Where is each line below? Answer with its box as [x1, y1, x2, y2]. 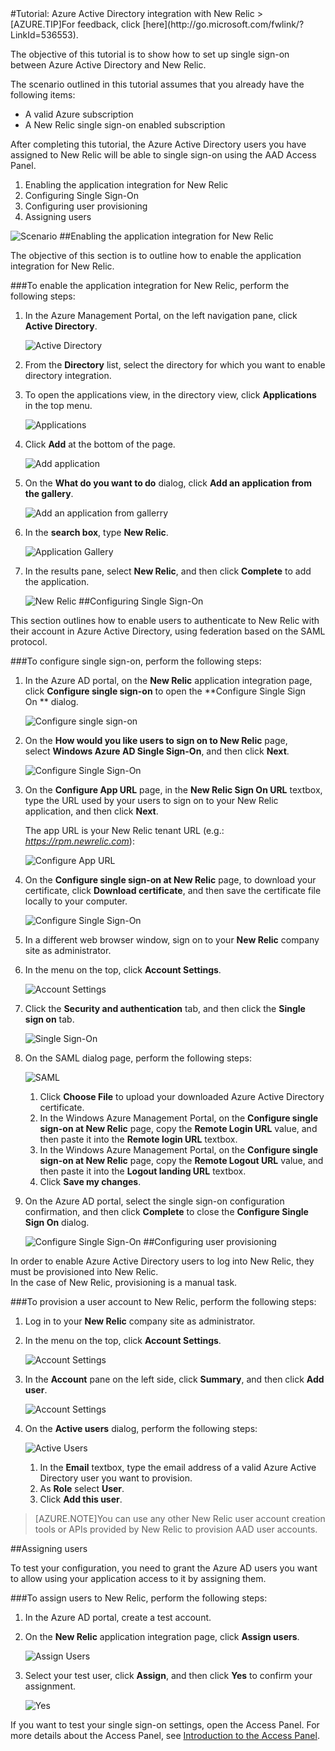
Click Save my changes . [39, 1176, 142, 1187]
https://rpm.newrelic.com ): [24, 835, 135, 847]
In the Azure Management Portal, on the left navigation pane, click [24, 310, 298, 321]
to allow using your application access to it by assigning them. [10, 1573, 267, 1584]
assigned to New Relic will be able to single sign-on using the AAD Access [10, 149, 317, 161]
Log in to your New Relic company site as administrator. [24, 1315, 256, 1327]
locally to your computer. [24, 895, 128, 907]
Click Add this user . [39, 1493, 123, 1505]
